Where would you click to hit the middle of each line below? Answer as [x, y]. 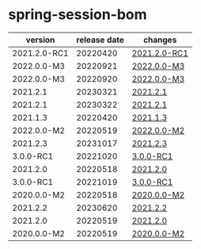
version [40, 40]
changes [160, 40]
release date [100, 40]
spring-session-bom [78, 15]
